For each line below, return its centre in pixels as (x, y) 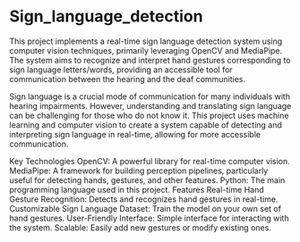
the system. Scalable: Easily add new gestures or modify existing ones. (140, 227)
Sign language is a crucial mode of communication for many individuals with (150, 96)
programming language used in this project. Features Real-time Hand (137, 189)
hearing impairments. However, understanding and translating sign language (150, 105)
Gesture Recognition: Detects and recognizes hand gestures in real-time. (144, 199)
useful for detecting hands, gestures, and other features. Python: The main (147, 179)
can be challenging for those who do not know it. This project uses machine (149, 115)
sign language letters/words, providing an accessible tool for (121, 70)
